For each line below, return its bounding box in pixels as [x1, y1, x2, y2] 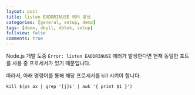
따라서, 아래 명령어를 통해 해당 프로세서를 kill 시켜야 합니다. [6, 72, 141, 79]
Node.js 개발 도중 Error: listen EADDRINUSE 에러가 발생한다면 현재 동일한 [6, 52, 179, 59]
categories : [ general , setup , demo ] [6, 19, 96, 25]
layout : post [6, 8, 38, 15]
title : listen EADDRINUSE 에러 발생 [6, 14, 91, 20]
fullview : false [6, 30, 46, 36]
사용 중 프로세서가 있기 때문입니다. [12, 59, 91, 66]
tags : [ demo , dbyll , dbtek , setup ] [6, 24, 93, 31]
